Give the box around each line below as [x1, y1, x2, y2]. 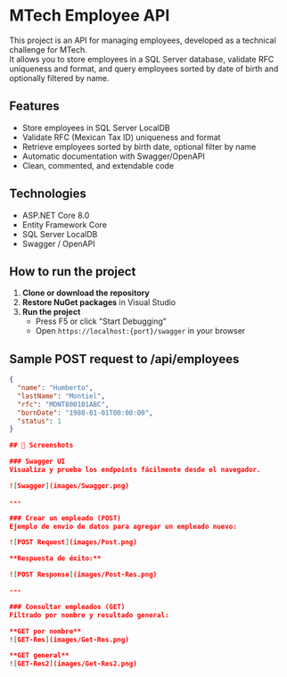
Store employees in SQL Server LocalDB [21, 122, 171, 133]
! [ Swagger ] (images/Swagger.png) [9, 481, 129, 491]
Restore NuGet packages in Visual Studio [21, 297, 176, 308]
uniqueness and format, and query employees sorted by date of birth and [9, 63, 279, 74]
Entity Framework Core [21, 219, 107, 230]
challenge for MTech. [9, 44, 87, 54]
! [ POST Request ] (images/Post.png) [9, 538, 138, 547]
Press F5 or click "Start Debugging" [35, 316, 168, 326]
